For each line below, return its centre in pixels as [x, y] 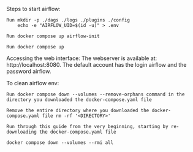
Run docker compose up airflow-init [53, 36]
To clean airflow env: [33, 83]
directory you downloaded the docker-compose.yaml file [79, 100]
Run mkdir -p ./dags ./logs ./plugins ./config [68, 20]
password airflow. [29, 71]
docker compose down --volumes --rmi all [60, 143]
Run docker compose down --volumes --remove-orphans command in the [96, 94]
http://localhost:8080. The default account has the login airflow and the [96, 65]
